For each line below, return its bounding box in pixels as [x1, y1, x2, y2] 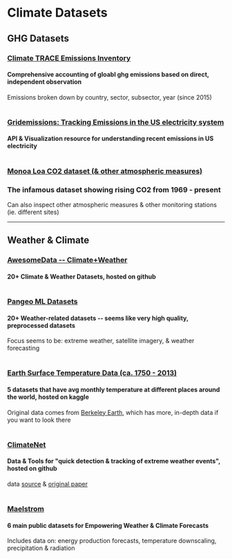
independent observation [7, 78, 81, 86]
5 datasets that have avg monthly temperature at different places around [7, 386, 220, 394]
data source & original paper [7, 480, 88, 488]
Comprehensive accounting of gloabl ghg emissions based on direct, [7, 71, 209, 79]
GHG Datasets [7, 33, 70, 44]
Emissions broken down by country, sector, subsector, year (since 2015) [7, 93, 213, 101]
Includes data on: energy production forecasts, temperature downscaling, [7, 537, 217, 545]
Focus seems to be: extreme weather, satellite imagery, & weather [7, 337, 195, 345]
